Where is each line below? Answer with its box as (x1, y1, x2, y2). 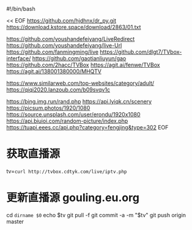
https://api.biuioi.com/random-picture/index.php (6, 117, 128, 124)
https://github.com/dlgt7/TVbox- (100, 48, 182, 56)
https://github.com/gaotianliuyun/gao (32, 55, 127, 62)
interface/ (6, 55, 31, 62)
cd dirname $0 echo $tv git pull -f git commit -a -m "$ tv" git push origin (6, 211, 186, 218)
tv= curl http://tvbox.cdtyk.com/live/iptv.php (6, 167, 127, 174)
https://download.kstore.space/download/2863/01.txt (6, 24, 141, 31)
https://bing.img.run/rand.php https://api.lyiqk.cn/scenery (6, 98, 152, 105)
